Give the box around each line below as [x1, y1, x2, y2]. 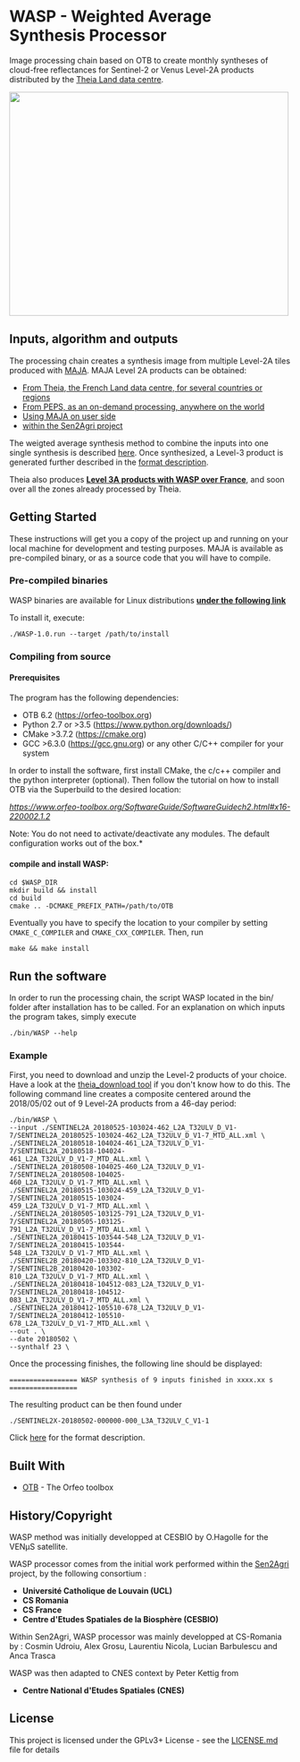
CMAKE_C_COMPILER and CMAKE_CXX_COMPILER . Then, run [9, 927, 204, 937]
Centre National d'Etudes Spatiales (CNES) [21, 1685, 185, 1696]
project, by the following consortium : [9, 1568, 147, 1578]
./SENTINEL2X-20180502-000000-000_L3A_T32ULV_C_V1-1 [9, 1416, 210, 1425]
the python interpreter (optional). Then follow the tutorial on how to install [9, 774, 279, 785]
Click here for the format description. [9, 1433, 146, 1443]
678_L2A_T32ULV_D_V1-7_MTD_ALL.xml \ [9, 1319, 150, 1329]
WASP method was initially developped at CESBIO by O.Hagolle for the [9, 1531, 270, 1542]
